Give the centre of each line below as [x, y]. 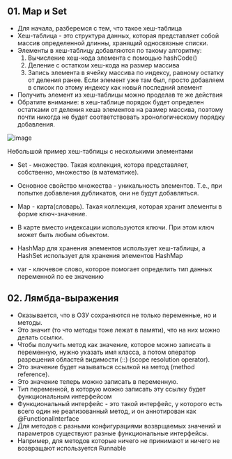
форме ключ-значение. [52, 214]
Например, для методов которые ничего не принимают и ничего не [118, 440]
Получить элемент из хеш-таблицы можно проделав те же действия [120, 95]
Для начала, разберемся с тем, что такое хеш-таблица [100, 28]
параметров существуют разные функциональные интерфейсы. [113, 433]
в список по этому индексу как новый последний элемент [115, 87]
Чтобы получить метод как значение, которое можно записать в [114, 344]
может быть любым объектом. [63, 234]
